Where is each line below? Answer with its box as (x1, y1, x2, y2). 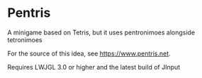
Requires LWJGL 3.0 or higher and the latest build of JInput (7, 63, 181, 71)
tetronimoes (7, 35, 43, 44)
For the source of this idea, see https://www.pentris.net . (7, 49, 172, 58)
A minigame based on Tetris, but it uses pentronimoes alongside (7, 28, 196, 37)
